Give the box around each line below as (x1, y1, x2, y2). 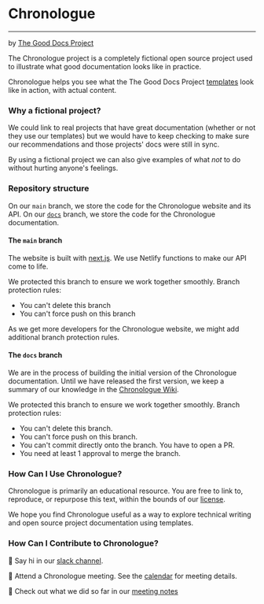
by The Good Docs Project (8, 38, 94, 47)
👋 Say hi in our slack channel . (8, 556, 104, 565)
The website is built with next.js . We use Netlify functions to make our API (8, 253, 247, 262)
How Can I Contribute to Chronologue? (8, 538, 159, 549)
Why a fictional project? (8, 105, 101, 116)
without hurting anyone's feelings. (8, 163, 119, 173)
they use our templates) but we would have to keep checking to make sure (8, 132, 250, 141)
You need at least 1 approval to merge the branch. (19, 448, 181, 458)
